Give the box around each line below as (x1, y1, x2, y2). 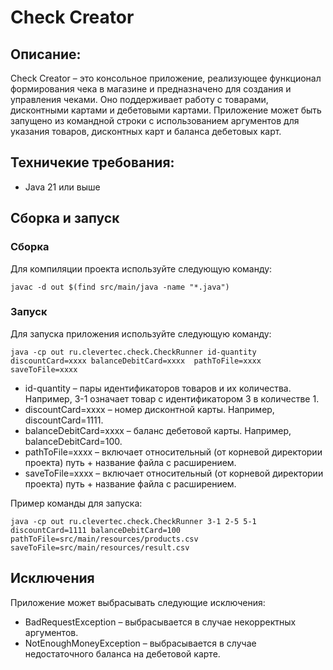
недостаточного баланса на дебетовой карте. (24, 647, 221, 660)
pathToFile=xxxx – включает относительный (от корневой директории (24, 446, 323, 458)
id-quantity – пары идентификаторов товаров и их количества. (24, 382, 292, 394)
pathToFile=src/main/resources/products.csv (10, 534, 199, 544)
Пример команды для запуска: (10, 497, 143, 509)
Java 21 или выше (24, 181, 101, 193)
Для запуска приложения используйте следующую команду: (10, 327, 272, 340)
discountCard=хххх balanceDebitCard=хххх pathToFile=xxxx (10, 356, 262, 366)
